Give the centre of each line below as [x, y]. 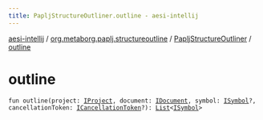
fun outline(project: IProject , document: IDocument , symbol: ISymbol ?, [132, 101]
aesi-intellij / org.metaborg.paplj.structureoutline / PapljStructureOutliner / [130, 38]
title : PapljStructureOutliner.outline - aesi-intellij [103, 16]
